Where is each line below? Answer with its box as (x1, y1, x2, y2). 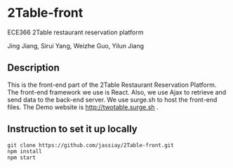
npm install (7, 148, 42, 155)
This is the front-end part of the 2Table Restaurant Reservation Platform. (7, 80, 217, 89)
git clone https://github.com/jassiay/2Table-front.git (7, 141, 174, 148)
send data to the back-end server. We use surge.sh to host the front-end (7, 95, 218, 104)
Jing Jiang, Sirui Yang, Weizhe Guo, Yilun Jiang (7, 41, 145, 50)
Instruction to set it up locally (7, 123, 138, 135)
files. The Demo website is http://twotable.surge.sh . (7, 103, 159, 111)
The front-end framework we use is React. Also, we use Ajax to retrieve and (7, 87, 227, 96)
